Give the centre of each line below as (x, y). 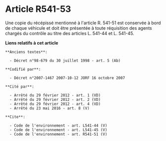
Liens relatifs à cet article (32, 43)
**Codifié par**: (23, 69)
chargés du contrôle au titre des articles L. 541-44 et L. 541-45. (70, 33)
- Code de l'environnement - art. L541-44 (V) (58, 125)
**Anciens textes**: (27, 52)
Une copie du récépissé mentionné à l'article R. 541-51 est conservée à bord (83, 23)
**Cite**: (15, 117)
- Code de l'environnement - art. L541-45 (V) (58, 130)
